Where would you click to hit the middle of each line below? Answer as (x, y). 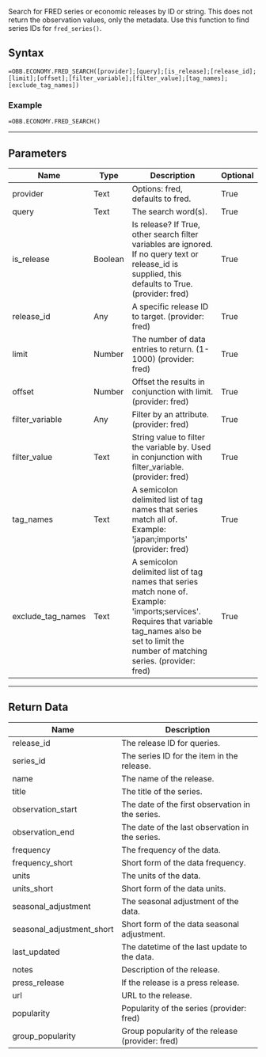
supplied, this (157, 274)
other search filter (165, 234)
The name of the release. (168, 778)
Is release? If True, (166, 224)
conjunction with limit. (173, 391)
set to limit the (158, 641)
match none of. (160, 591)
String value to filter (169, 437)
